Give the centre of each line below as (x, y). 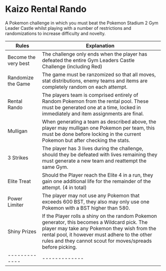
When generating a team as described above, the (99, 122)
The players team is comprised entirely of (90, 95)
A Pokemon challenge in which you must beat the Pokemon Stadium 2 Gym (82, 23)
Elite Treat (19, 181)
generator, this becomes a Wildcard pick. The (95, 222)
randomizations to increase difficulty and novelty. (55, 33)
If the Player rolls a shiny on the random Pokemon (99, 216)
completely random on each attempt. (84, 87)
